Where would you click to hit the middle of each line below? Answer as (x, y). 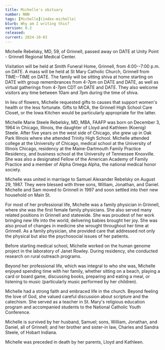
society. (13, 169)
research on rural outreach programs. (43, 256)
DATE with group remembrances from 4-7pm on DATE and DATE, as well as (82, 82)
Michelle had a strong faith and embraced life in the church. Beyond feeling (82, 291)
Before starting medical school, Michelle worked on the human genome (78, 246)
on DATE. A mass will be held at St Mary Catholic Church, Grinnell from (77, 71)
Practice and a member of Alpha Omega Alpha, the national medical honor (81, 164)
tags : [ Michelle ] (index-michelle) (41, 19)
